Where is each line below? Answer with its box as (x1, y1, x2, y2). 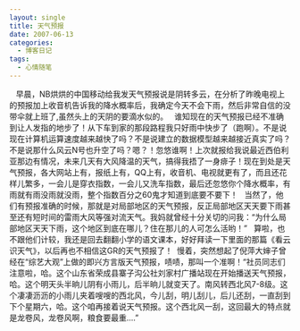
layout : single (9, 13, 66, 22)
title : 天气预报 (9, 21, 64, 30)
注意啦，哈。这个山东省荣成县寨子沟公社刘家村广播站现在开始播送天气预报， (9, 267, 291, 278)
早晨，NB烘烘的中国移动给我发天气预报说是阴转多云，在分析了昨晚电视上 (15, 89, 286, 99)
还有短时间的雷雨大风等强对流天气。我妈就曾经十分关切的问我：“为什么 (16, 211, 279, 222)
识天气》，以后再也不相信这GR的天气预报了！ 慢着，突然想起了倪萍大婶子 (9, 245, 279, 256)
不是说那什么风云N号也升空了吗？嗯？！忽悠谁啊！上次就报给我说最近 (9, 144, 266, 155)
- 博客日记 (17, 47, 53, 55)
